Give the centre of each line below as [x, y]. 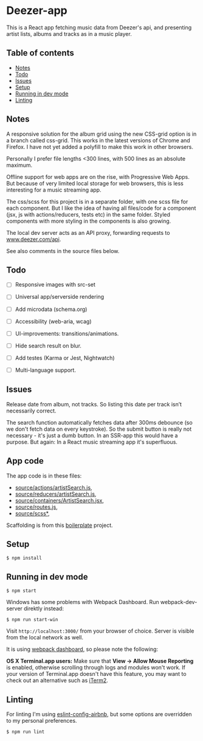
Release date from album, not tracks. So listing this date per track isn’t [94, 404]
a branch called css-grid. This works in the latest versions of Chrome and [98, 140]
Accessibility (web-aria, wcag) [53, 321]
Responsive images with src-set [55, 285]
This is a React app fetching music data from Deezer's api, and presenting [99, 27]
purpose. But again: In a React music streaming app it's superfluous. [92, 442]
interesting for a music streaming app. [54, 190]
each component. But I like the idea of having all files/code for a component [101, 208]
